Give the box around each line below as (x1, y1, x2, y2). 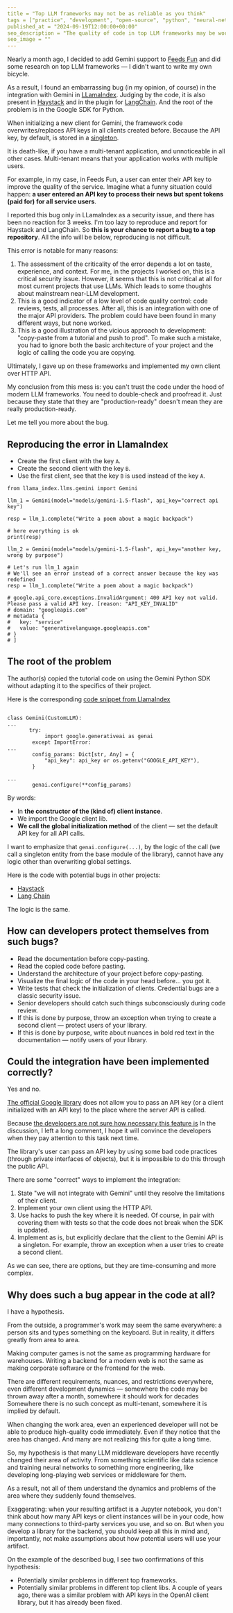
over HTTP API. (7, 369, 51, 378)
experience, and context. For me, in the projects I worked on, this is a (17, 267, 215, 276)
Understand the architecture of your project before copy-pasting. (17, 969, 204, 978)
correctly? (7, 1067, 53, 1078)
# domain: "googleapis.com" (7, 606, 89, 613)
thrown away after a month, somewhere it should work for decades (7, 1392, 199, 1401)
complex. (7, 1269, 34, 1278)
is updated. (17, 1226, 50, 1235)
